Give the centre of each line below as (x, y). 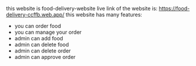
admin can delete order (43, 51)
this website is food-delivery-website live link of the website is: (82, 8)
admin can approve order (45, 57)
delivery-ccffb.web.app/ (35, 15)
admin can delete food (42, 44)
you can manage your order (48, 32)
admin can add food (39, 38)
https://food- (174, 8)
